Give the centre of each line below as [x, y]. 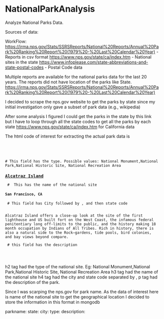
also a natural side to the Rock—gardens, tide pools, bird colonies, [78, 233]
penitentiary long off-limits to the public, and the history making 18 [81, 224]
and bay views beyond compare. [37, 237]
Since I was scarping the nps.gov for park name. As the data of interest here [82, 292]
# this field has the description [42, 245]
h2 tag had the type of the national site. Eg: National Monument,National [78, 266]
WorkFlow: [16, 41]
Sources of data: [22, 32]
